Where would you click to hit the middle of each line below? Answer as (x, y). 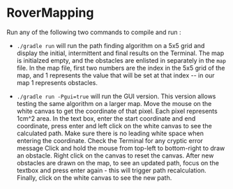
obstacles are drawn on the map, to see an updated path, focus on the (118, 162)
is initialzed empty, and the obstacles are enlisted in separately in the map (121, 60)
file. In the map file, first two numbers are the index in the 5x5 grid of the (121, 68)
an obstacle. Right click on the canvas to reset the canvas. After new (115, 156)
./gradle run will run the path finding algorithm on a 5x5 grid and (111, 45)
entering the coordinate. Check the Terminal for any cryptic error (110, 140)
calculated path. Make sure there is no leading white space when (110, 133)
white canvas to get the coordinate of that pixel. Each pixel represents (117, 111)
